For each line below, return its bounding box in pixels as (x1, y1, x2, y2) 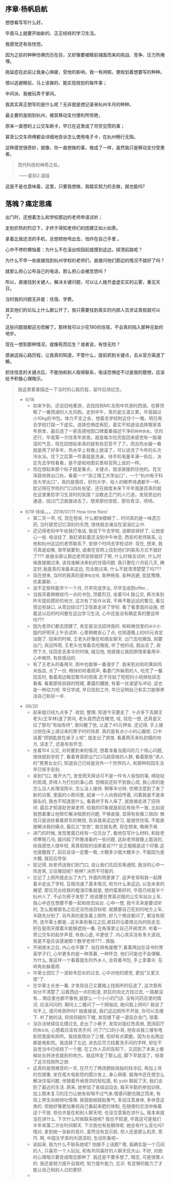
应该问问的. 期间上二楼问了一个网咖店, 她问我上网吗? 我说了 (39, 1001, 164, 1008)
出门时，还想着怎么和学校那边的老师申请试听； (5, 214, 103, 220)
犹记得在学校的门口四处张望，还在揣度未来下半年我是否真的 (32, 485, 157, 491)
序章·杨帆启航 (5, 5, 48, 14)
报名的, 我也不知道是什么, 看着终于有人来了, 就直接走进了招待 (32, 798, 160, 804)
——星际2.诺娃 (19, 172, 50, 178)
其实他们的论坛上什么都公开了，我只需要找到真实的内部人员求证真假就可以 (5, 307, 160, 313)
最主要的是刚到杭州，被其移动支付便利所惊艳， (5, 112, 103, 118)
